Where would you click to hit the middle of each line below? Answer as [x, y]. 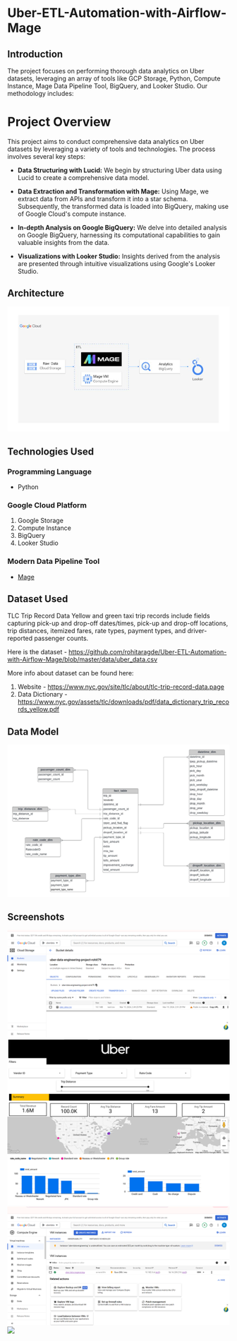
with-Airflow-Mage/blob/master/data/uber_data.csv [83, 660]
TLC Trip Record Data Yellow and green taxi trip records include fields [109, 616]
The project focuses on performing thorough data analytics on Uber [106, 71]
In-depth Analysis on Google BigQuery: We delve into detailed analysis [122, 227]
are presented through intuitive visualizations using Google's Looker [116, 263]
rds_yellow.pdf [38, 709]
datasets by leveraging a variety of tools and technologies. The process [111, 149]
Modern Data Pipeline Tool [54, 561]
